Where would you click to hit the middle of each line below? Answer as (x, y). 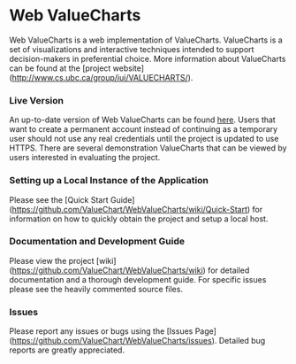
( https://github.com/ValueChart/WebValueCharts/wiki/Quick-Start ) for (136, 209)
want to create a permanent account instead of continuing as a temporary (144, 129)
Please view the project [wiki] (63, 260)
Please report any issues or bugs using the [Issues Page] (113, 331)
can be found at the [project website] (76, 68)
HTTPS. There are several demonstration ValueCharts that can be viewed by (148, 148)
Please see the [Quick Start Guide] (72, 199)
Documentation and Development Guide (97, 242)
